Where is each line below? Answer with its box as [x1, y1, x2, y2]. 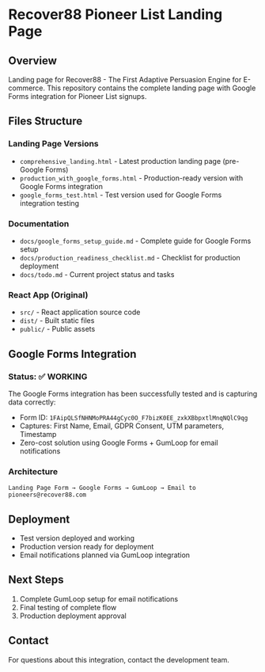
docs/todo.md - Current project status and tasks [19, 269, 175, 279]
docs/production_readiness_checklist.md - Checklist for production [19, 252, 241, 262]
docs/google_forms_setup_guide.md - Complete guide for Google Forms [19, 236, 252, 245]
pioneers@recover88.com [8, 491, 87, 499]
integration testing [19, 198, 80, 207]
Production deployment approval [19, 611, 127, 621]
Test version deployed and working [19, 533, 134, 543]
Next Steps [8, 573, 64, 587]
